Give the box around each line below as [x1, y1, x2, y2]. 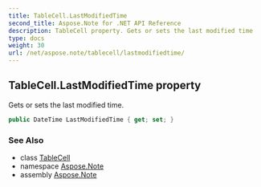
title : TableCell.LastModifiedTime [8, 11, 128, 20]
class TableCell [19, 152, 71, 162]
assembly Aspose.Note [19, 169, 97, 179]
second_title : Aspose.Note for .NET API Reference [8, 19, 181, 27]
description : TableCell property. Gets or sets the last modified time [8, 26, 253, 35]
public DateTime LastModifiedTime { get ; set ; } [8, 116, 174, 124]
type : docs [8, 34, 45, 43]
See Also [8, 134, 44, 145]
